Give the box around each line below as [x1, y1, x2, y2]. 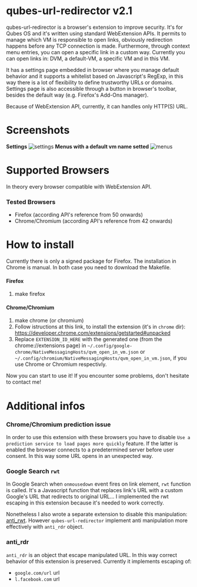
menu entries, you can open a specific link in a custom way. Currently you [6, 48, 185, 55]
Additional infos [6, 399, 85, 413]
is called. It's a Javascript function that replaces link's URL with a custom [6, 487, 183, 494]
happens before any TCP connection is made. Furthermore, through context [6, 42, 190, 50]
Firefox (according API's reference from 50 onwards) [14, 211, 143, 219]
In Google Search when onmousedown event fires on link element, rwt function [6, 480, 191, 487]
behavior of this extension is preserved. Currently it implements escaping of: [6, 558, 192, 565]
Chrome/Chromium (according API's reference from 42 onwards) [14, 217, 173, 225]
